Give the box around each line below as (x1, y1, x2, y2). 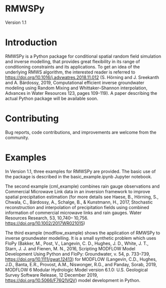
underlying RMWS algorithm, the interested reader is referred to (5, 69, 135, 75)
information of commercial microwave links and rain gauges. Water (5, 210, 142, 216)
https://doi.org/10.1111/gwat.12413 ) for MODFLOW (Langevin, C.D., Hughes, (5, 256, 157, 262)
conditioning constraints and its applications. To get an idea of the (5, 64, 140, 70)
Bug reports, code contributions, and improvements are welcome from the (5, 129, 157, 135)
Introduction (5, 37, 57, 48)
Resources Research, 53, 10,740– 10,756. (5, 215, 89, 221)
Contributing (5, 113, 59, 124)
